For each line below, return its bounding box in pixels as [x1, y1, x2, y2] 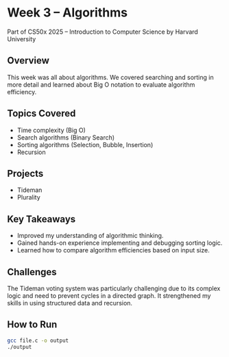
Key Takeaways [7, 213, 76, 225]
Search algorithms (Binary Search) [16, 133, 115, 142]
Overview [7, 55, 50, 67]
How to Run [7, 318, 58, 331]
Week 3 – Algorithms [7, 5, 128, 21]
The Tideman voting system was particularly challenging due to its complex [7, 284, 221, 292]
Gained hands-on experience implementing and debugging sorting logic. [16, 239, 223, 247]
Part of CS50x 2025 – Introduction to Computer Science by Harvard [7, 28, 199, 36]
